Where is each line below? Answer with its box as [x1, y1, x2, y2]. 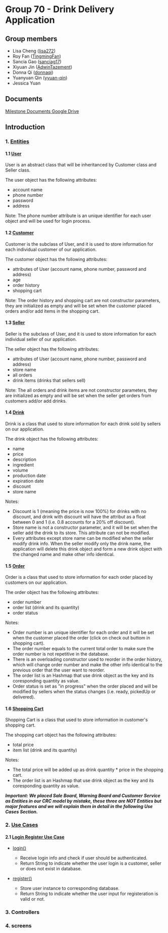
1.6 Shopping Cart [5, 705, 44, 711]
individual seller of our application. [5, 336, 77, 342]
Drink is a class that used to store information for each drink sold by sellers [5, 420, 161, 427]
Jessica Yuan [12, 80, 41, 86]
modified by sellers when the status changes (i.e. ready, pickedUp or [12, 689, 156, 695]
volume [12, 467, 28, 473]
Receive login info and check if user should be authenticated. [20, 855, 148, 861]
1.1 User [5, 150, 22, 156]
